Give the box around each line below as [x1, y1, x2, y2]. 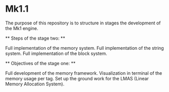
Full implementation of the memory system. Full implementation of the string [5, 45, 164, 51]
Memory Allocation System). [5, 81, 65, 87]
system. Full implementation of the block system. [5, 50, 107, 56]
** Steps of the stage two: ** [5, 35, 65, 41]
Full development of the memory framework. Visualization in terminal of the [5, 70, 162, 76]
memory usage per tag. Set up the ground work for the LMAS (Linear [5, 75, 149, 81]
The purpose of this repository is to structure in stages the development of [5, 20, 161, 26]
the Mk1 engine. [5, 25, 38, 31]
